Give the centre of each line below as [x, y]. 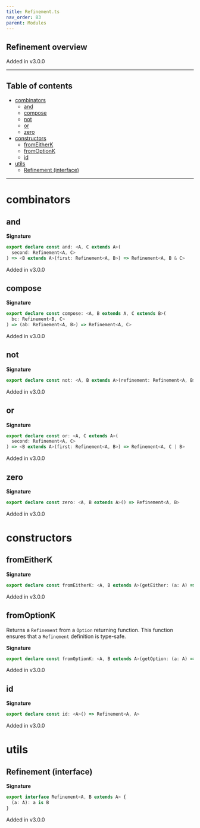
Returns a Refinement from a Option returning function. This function [90, 630]
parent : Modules [26, 23]
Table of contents [39, 86]
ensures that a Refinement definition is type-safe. [66, 636]
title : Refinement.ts [33, 12]
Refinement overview [47, 47]
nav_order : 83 [24, 17]
